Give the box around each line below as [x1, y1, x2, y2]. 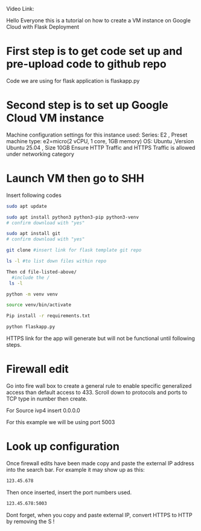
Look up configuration [6, 440, 120, 454]
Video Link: [6, 5, 34, 12]
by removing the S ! [6, 518, 55, 525]
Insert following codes [6, 191, 62, 199]
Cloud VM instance [6, 111, 104, 125]
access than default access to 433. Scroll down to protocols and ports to [6, 389, 188, 396]
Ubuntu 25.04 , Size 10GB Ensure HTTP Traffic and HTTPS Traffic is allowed [6, 144, 196, 151]
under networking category [6, 150, 74, 158]
